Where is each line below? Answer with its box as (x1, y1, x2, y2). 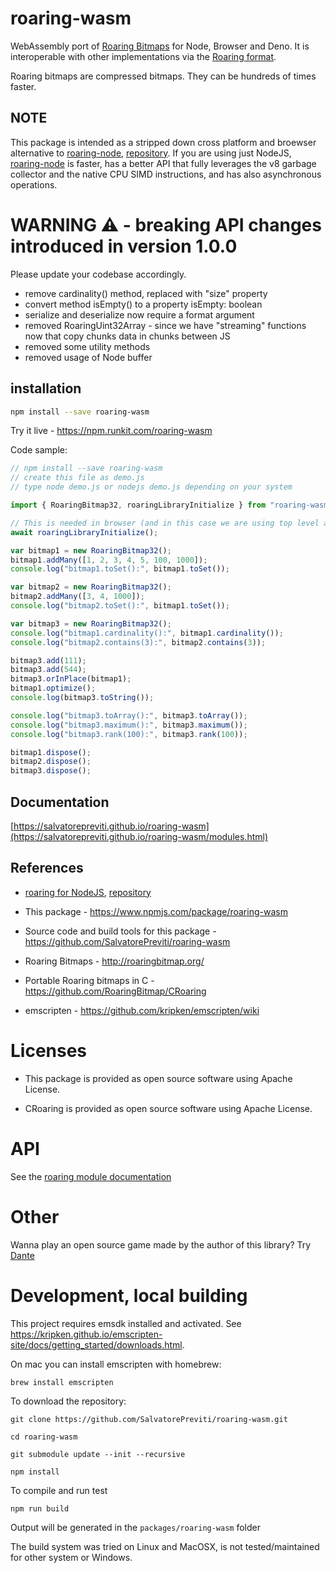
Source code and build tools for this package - (24, 925, 217, 937)
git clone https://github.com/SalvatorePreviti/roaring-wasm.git (10, 1414, 288, 1424)
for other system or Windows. (10, 1551, 133, 1563)
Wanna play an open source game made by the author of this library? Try (10, 1238, 312, 1251)
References (10, 860, 84, 877)
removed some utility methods (24, 340, 151, 352)
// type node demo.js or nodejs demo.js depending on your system (10, 482, 293, 492)
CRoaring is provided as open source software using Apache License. (24, 1102, 313, 1114)
